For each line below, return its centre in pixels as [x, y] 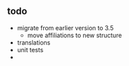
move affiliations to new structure [74, 35]
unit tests [30, 49]
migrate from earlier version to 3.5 [65, 27]
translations [34, 42]
